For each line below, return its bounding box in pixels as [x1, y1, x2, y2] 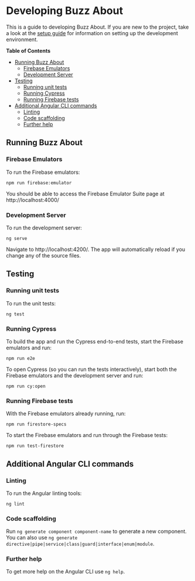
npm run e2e [6, 355, 35, 361]
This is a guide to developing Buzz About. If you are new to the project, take [6, 23, 189, 30]
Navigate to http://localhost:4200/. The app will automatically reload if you [6, 246, 186, 253]
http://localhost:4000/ [6, 196, 60, 203]
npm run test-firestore [6, 443, 64, 449]
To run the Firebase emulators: [6, 169, 80, 176]
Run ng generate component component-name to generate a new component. [6, 528, 187, 535]
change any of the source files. [6, 252, 81, 259]
